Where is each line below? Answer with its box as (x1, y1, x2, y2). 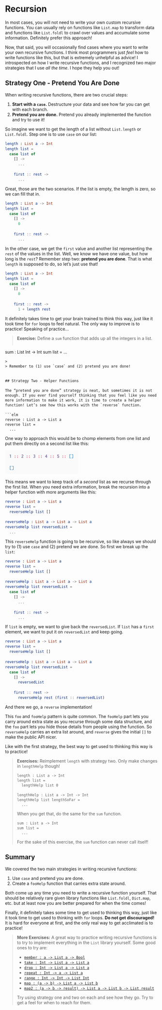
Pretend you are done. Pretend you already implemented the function (12, 112, 151, 117)
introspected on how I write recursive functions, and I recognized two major (5, 60, 156, 65)
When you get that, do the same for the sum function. (16, 811, 122, 816)
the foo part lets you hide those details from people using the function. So (5, 724, 152, 730)
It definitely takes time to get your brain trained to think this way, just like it (5, 315, 153, 321)
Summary (5, 853, 35, 862)
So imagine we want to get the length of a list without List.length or (5, 126, 142, 132)
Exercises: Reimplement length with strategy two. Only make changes (16, 758, 158, 764)
